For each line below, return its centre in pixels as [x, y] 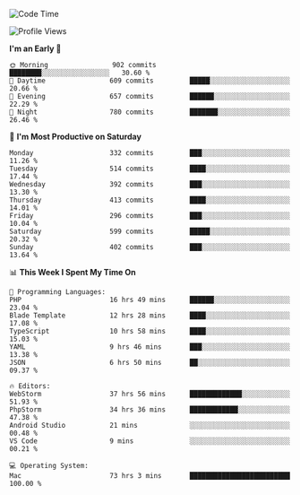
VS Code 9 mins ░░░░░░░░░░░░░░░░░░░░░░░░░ [150, 441]
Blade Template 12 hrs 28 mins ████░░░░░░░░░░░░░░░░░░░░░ [150, 316]
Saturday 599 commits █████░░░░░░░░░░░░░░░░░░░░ [150, 231]
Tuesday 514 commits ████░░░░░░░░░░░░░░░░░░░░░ [150, 169]
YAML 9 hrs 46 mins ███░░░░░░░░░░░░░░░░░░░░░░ [150, 347]
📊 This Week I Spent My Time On [73, 272]
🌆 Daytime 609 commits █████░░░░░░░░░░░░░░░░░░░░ [150, 81]
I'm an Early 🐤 [35, 48]
